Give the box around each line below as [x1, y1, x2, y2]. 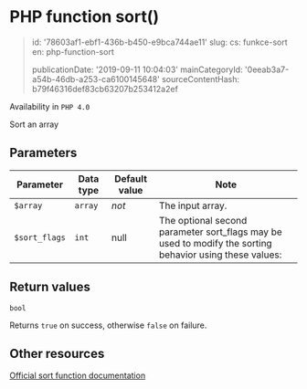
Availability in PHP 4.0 [9, 100, 90, 111]
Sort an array [9, 119, 59, 130]
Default [113, 172, 148, 184]
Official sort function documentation [9, 370, 146, 381]
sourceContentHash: [161, 73, 240, 84]
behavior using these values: [158, 248, 282, 261]
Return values [9, 279, 91, 295]
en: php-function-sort [31, 46, 114, 57]
